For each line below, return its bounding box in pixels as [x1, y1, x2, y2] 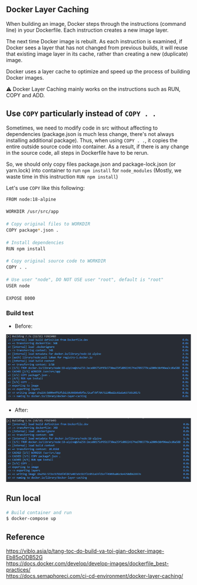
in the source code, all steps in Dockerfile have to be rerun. [6, 149, 149, 156]
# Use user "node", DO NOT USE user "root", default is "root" [6, 277, 164, 283]
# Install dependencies [6, 240, 64, 246]
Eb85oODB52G [6, 554, 43, 561]
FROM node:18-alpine [6, 196, 57, 202]
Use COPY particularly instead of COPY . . [6, 108, 157, 119]
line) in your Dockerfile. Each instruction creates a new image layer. [6, 26, 169, 33]
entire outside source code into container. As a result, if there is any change [6, 143, 189, 150]
